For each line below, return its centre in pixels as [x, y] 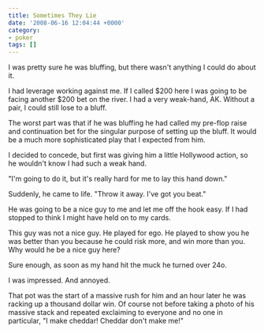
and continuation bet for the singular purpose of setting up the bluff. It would [132, 132]
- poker [21, 37]
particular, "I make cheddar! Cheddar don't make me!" [96, 321]
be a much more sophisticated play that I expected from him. [107, 140]
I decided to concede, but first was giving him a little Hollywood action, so [128, 155]
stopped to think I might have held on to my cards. [89, 218]
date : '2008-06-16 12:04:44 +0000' [67, 23]
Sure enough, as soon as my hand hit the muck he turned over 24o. [117, 265]
